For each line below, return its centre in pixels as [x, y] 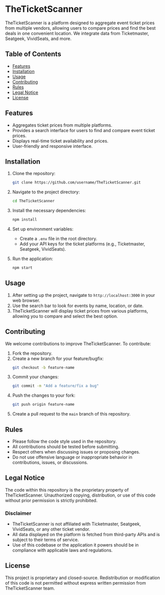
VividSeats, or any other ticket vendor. [51, 529]
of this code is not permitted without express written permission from [76, 583]
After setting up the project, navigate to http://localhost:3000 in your [84, 295]
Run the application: [33, 259]
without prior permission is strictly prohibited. [51, 500]
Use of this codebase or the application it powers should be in [76, 545]
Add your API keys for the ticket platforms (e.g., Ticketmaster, [82, 244]
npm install [24, 220]
